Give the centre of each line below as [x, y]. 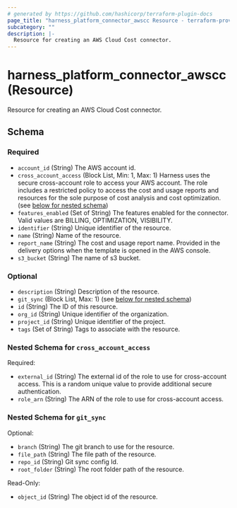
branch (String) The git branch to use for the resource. [96, 446]
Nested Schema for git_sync [57, 417]
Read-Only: [24, 483]
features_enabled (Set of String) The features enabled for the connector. [123, 212]
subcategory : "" [31, 27]
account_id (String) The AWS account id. [77, 168]
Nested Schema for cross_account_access [79, 347]
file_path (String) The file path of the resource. [87, 454]
